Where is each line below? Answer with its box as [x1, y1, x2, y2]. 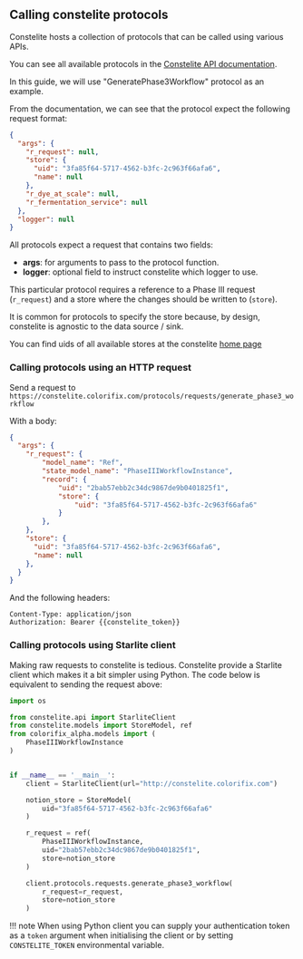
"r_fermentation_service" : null [25, 198, 148, 207]
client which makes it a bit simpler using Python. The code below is [9, 669, 260, 680]
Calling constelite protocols [9, 7, 169, 23]
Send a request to [9, 382, 76, 392]
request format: [9, 112, 68, 123]
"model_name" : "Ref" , [42, 458, 124, 468]
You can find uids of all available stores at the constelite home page [9, 339, 262, 350]
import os [9, 696, 47, 705]
